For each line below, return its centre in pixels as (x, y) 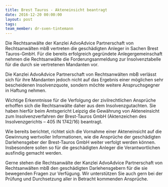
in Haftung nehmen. (26, 90)
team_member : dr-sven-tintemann (39, 29)
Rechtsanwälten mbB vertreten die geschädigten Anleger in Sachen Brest (82, 49)
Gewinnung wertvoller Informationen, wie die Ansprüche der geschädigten (83, 137)
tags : (11, 24)
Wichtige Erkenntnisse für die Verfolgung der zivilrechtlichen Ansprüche (80, 100)
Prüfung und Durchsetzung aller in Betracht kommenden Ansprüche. (77, 179)
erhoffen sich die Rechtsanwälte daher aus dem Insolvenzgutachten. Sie (81, 106)
